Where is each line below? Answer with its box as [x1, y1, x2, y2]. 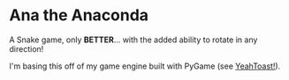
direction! [9, 43, 44, 54]
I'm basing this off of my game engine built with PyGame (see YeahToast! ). [9, 61, 281, 71]
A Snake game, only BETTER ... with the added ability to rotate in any [9, 34, 258, 45]
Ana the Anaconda [9, 5, 148, 25]
